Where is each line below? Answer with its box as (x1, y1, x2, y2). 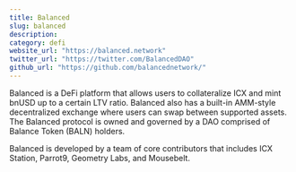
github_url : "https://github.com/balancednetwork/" (9, 64, 206, 73)
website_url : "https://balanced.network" (9, 47, 167, 56)
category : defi (9, 38, 66, 47)
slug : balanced (9, 21, 66, 30)
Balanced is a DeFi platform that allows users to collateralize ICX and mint (9, 87, 282, 99)
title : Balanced (9, 13, 70, 22)
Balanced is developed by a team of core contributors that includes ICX (9, 142, 274, 153)
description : (9, 30, 58, 39)
